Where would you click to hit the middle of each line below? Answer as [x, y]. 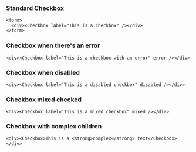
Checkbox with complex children [54, 127]
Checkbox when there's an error [53, 45]
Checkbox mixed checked [44, 100]
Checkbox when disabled [43, 72]
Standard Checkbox [35, 8]
